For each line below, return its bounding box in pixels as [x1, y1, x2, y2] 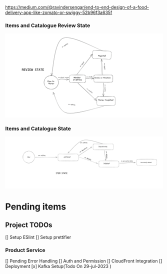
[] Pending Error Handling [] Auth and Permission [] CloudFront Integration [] [5, 258, 162, 264]
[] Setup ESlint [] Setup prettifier [5, 234, 71, 240]
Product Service [5, 246, 45, 253]
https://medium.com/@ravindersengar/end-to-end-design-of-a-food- [5, 4, 149, 10]
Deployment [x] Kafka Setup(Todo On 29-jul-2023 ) [5, 263, 111, 269]
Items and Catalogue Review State [5, 22, 90, 29]
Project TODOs [5, 221, 52, 229]
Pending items [5, 201, 66, 212]
